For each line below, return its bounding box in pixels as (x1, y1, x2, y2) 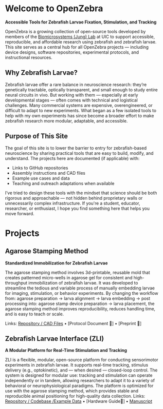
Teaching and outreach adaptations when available (12, 180, 115, 186)
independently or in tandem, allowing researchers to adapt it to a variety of (5, 378, 155, 384)
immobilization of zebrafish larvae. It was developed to (28, 280, 138, 286)
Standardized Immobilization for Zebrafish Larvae (5, 260, 108, 266)
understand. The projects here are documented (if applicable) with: (5, 155, 140, 161)
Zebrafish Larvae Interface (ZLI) (5, 334, 104, 343)
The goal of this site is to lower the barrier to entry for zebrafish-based (5, 145, 147, 151)
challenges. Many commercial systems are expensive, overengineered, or (5, 102, 153, 108)
